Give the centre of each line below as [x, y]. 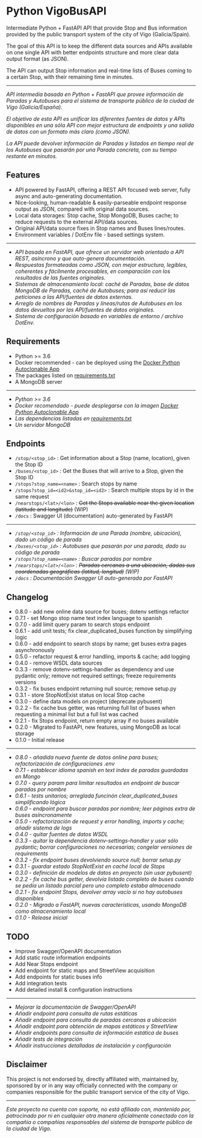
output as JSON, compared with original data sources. [82, 209]
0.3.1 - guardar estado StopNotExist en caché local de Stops [90, 866]
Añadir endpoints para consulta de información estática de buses [96, 1033]
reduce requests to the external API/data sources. [77, 222]
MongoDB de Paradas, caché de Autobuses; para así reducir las [95, 290]
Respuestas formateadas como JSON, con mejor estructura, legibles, [101, 264]
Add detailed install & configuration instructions [74, 989]
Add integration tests [41, 983]
